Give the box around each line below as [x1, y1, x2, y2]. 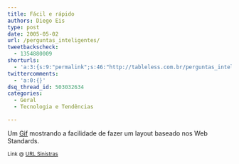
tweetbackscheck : [7, 43, 59, 51]
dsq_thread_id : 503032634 [7, 83, 84, 91]
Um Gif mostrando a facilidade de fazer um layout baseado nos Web [7, 129, 208, 138]
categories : [7, 90, 43, 97]
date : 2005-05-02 [7, 30, 59, 38]
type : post [7, 24, 40, 31]
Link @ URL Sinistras [7, 150, 58, 158]
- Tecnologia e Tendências [14, 103, 94, 111]
